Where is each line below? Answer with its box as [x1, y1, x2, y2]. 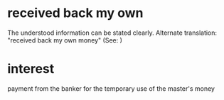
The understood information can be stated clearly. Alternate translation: [7, 28, 218, 37]
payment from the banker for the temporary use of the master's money [7, 84, 215, 93]
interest [7, 61, 55, 77]
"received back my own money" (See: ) [7, 35, 123, 44]
